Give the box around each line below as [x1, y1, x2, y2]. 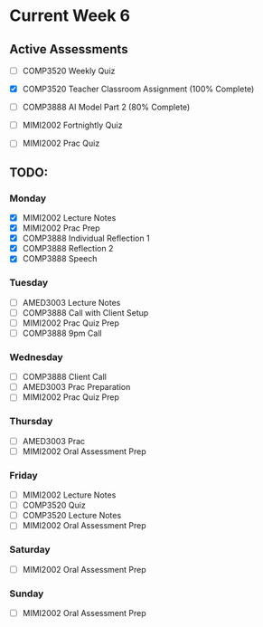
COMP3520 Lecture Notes [22, 510, 122, 521]
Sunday [9, 587, 44, 600]
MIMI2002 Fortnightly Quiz [22, 119, 123, 131]
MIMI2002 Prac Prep [22, 223, 100, 233]
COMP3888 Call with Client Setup [22, 307, 149, 318]
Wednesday [9, 350, 63, 363]
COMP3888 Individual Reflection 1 [22, 233, 151, 244]
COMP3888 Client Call [22, 372, 107, 383]
